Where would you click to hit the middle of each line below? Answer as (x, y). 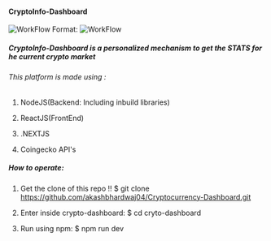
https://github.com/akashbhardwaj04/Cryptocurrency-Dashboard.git (135, 197)
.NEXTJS (35, 133)
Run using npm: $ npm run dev (72, 228)
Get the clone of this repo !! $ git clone (85, 188)
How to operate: (36, 168)
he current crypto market (52, 56)
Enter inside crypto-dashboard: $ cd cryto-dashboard (111, 213)
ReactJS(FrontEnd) (52, 118)
